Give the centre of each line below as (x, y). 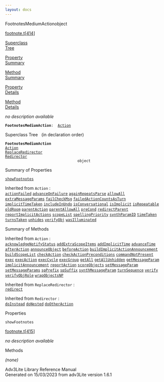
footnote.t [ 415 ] (20, 331)
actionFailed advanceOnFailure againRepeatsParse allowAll (65, 194)
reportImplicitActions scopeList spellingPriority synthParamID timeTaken (81, 214)
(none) (12, 360)
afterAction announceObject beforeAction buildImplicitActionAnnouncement (82, 249)
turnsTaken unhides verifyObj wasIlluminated (51, 220)
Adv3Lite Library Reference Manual (41, 369)
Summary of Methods (27, 229)
